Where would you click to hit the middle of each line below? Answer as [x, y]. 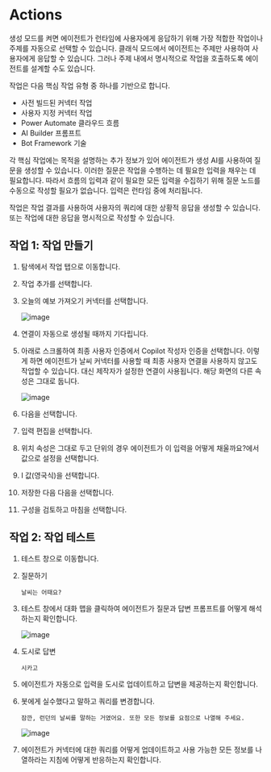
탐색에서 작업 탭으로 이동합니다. [70, 266]
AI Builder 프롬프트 [51, 133]
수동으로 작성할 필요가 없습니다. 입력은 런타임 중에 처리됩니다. [106, 190]
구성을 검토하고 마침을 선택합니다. [74, 509]
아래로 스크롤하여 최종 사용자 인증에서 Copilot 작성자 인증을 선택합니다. [133, 351]
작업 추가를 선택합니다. [56, 283]
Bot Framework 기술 [54, 143]
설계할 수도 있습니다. [63, 68]
